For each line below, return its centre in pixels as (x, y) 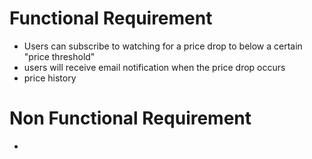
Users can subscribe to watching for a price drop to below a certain (163, 46)
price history (50, 78)
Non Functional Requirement (130, 118)
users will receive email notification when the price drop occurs (154, 67)
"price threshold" (59, 56)
